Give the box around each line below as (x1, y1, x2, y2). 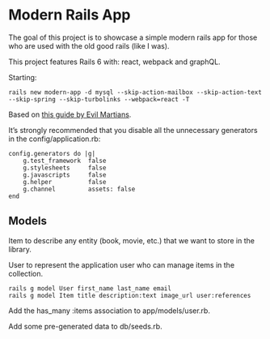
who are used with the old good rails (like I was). (8, 41, 170, 50)
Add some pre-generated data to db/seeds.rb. (8, 321, 163, 331)
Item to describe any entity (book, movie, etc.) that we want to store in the (8, 235, 255, 245)
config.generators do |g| (8, 149, 95, 157)
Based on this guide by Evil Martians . (8, 109, 132, 119)
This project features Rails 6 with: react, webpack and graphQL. (8, 57, 221, 67)
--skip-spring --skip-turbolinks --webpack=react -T (8, 95, 190, 103)
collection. (8, 268, 44, 278)
